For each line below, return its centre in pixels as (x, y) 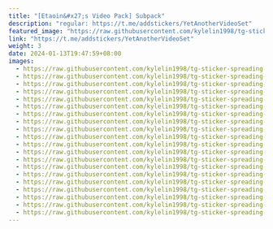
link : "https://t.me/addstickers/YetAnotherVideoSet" (102, 39)
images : (22, 62)
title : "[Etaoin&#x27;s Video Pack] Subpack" (87, 16)
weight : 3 (25, 46)
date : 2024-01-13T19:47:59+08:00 (65, 54)
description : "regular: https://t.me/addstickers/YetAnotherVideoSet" (130, 24)
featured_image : (36, 31)
